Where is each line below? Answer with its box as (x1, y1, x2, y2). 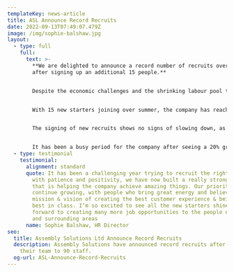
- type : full (13, 43, 52, 50)
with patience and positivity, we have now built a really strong (32, 176, 229, 183)
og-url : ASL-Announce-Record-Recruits (13, 255, 127, 262)
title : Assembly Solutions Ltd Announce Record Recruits (13, 235, 182, 242)
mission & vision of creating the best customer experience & (32, 196, 217, 203)
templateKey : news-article (7, 10, 86, 17)
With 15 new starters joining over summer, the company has (32, 106, 210, 113)
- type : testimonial (13, 150, 73, 157)
